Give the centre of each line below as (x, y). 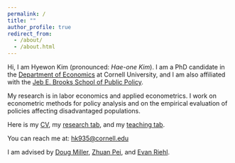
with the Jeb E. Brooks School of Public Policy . (76, 82)
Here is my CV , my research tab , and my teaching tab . (86, 124)
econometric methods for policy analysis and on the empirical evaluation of (117, 103)
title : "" (22, 21)
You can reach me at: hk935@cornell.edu (68, 138)
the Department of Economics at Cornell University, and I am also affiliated (116, 74)
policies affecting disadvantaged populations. (74, 111)
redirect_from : (30, 34)
